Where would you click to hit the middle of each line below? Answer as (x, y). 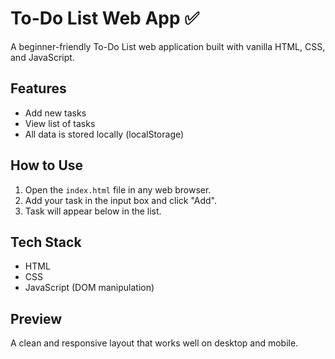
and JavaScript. (42, 57)
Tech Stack (46, 242)
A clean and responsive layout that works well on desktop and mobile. (154, 343)
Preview (36, 318)
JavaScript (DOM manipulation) (89, 288)
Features (38, 88)
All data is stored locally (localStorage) (104, 134)
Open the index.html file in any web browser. (118, 189)
